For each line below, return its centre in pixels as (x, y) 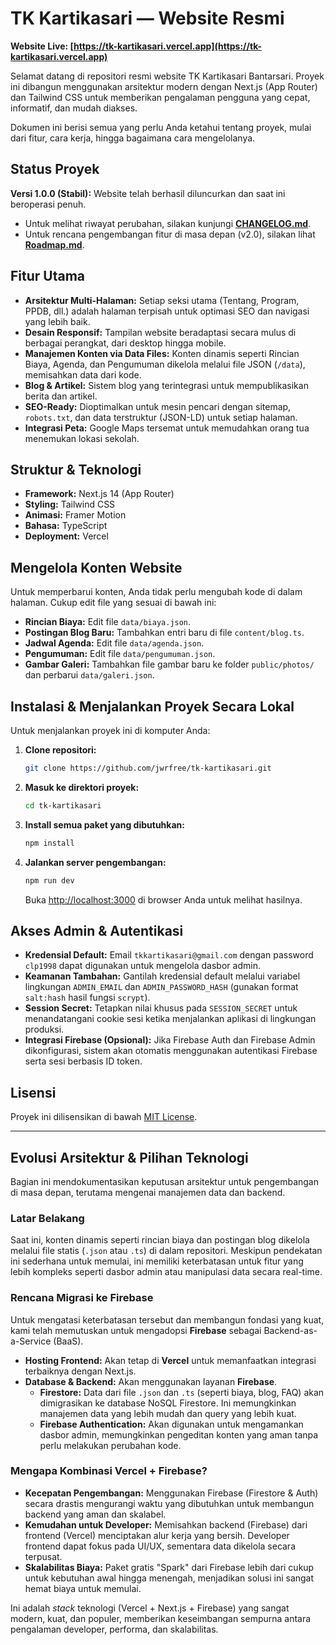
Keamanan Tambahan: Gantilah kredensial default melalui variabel (162, 976)
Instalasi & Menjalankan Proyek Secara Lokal (152, 706)
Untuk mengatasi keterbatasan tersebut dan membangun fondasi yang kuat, (167, 1319)
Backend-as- (290, 1330)
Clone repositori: (60, 750)
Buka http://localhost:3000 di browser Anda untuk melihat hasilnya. (163, 899)
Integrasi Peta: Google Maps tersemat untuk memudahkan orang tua (167, 428)
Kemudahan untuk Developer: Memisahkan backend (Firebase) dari (166, 1524)
